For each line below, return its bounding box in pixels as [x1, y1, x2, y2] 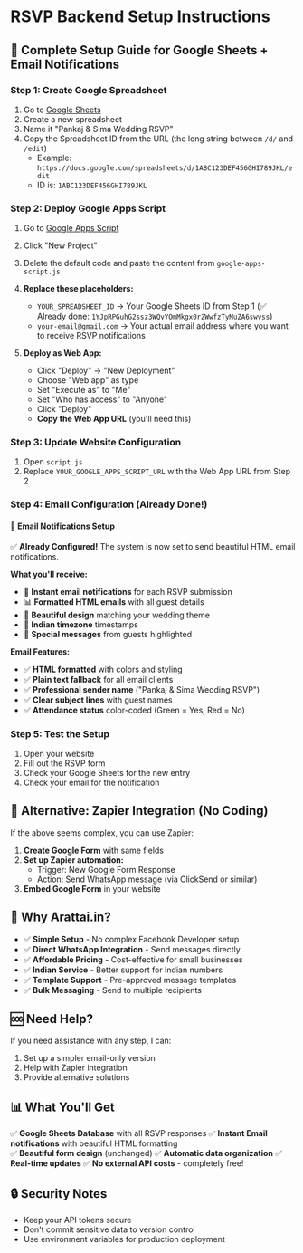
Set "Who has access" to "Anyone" [36, 394, 168, 405]
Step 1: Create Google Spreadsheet [10, 83, 167, 96]
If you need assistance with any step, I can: [10, 1035, 172, 1047]
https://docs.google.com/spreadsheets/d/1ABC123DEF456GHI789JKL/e [36, 163, 293, 173]
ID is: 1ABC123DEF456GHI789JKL [36, 179, 147, 190]
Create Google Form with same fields [23, 845, 165, 856]
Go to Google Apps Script [23, 223, 119, 234]
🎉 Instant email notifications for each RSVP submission [23, 586, 233, 597]
